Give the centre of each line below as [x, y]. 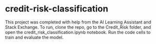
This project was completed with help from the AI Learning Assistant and [78, 22]
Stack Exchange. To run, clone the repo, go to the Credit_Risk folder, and [78, 27]
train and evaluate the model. [34, 37]
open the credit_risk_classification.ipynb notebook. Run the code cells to [78, 32]
